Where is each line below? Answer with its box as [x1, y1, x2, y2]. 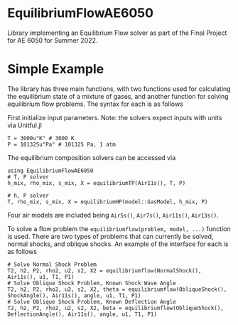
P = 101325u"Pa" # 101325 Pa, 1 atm [7, 141, 116, 148]
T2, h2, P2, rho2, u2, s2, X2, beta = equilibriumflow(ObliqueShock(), [7, 304, 224, 311]
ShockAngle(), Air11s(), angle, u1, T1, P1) [7, 292, 141, 299]
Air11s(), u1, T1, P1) [7, 273, 75, 280]
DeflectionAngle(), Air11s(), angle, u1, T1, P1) [7, 311, 158, 318]
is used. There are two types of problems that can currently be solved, [7, 232, 214, 240]
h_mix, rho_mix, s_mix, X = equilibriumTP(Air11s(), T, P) [7, 179, 186, 186]
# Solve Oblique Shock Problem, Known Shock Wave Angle [7, 279, 176, 287]
